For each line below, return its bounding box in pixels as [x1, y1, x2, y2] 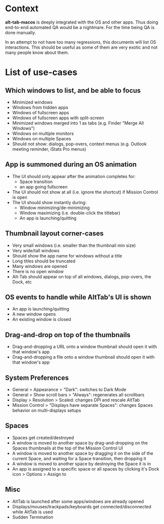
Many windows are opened [12, 263, 67, 269]
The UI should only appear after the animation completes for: [12, 173, 136, 179]
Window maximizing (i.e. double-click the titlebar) [19, 210, 120, 216]
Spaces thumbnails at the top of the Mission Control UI [12, 445, 123, 451]
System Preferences [5, 373, 69, 382]
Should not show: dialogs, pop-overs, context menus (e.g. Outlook [12, 141, 147, 147]
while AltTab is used [12, 509, 53, 515]
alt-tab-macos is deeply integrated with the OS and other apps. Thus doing [5, 19, 159, 25]
